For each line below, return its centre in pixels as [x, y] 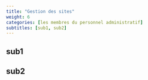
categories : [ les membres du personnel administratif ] [75, 22]
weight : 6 [18, 17]
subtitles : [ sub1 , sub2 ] [36, 28]
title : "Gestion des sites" [41, 11]
